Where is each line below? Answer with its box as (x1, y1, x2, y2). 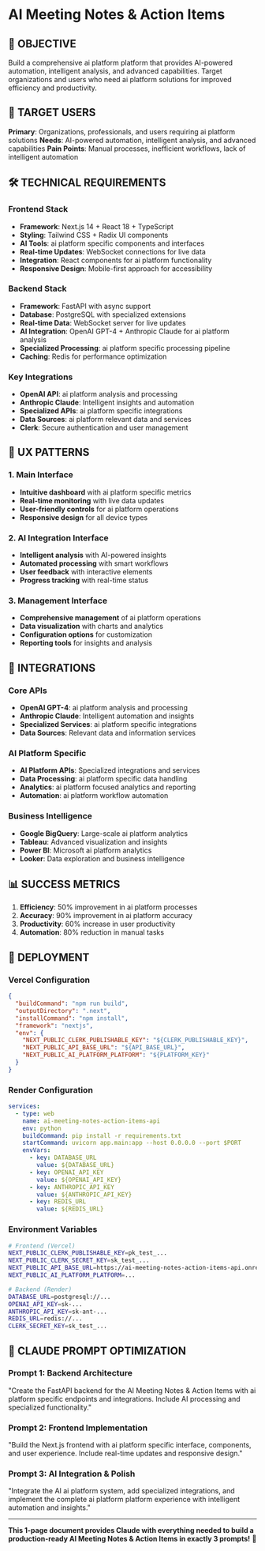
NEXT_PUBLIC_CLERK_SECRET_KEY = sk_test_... (8, 1256, 150, 1265)
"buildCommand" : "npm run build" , (15, 999, 129, 1008)
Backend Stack (8, 283, 67, 294)
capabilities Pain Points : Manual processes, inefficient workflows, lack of (8, 144, 246, 153)
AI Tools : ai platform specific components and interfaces (19, 239, 205, 248)
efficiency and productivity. (8, 83, 97, 92)
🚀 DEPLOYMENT (8, 951, 90, 964)
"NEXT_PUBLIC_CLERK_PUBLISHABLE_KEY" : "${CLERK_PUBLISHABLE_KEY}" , (22, 1037, 248, 1045)
